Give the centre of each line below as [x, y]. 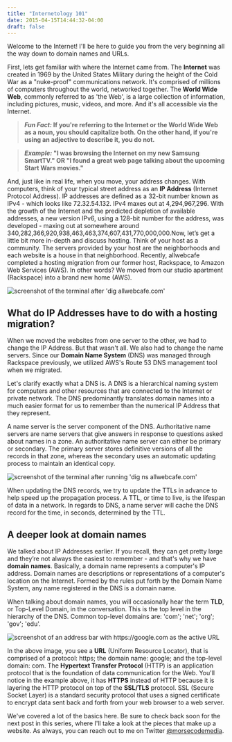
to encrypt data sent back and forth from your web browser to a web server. [116, 702]
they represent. [29, 413]
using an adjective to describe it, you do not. [89, 140]
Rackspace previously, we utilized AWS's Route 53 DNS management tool [113, 363]
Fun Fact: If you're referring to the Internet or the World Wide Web [121, 125]
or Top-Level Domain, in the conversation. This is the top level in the [105, 609]
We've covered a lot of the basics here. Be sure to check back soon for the [114, 716]
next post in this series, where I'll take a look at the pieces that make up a [112, 723]
